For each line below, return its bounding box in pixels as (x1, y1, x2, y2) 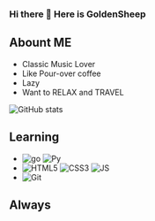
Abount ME (9, 35, 72, 50)
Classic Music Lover (21, 58, 96, 69)
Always (9, 197, 51, 212)
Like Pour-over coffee (21, 68, 101, 79)
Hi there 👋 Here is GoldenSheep (9, 8, 146, 20)
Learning (9, 130, 60, 145)
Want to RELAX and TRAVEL (21, 87, 125, 97)
